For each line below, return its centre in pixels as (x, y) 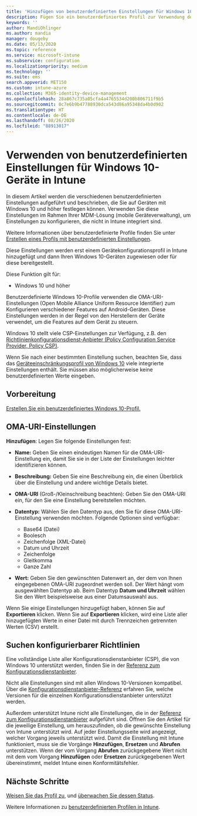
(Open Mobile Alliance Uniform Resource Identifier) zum (108, 303)
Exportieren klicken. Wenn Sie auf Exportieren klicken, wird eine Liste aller (97, 614)
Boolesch (35, 535)
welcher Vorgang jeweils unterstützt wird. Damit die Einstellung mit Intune (95, 738)
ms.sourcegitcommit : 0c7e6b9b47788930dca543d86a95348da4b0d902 (85, 104)
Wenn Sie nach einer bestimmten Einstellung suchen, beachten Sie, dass (94, 357)
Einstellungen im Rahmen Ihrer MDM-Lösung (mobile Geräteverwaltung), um (98, 215)
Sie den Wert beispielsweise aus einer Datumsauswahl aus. (86, 596)
